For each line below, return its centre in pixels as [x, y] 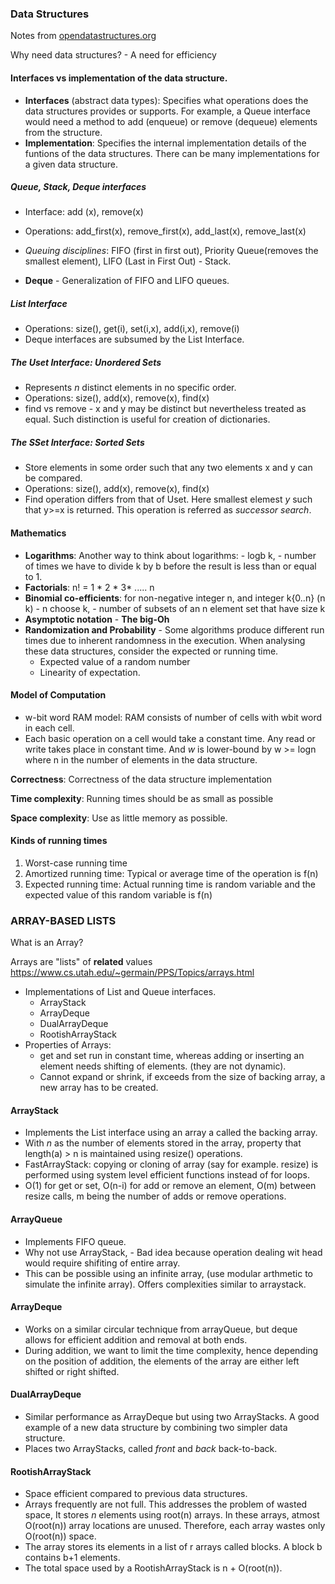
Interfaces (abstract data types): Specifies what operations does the [166, 100]
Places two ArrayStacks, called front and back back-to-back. [151, 1449]
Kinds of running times [59, 841]
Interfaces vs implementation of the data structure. [119, 78]
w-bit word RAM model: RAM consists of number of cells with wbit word [173, 717]
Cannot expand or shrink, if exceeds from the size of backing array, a [182, 1077]
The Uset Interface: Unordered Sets [86, 363]
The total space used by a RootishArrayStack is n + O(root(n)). [153, 1568]
